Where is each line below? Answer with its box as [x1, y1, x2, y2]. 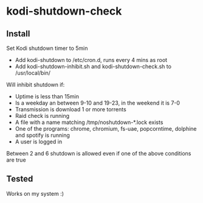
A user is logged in [15, 138, 63, 145]
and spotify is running [15, 132, 70, 139]
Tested [6, 174, 33, 184]
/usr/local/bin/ [15, 69, 50, 77]
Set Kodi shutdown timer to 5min [6, 44, 88, 52]
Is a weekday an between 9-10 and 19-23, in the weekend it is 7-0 [15, 99, 181, 106]
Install [6, 29, 30, 39]
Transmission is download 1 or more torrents [15, 106, 126, 113]
